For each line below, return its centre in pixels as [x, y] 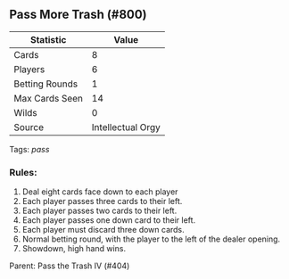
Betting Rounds [46, 84]
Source [29, 127]
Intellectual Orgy [126, 127]
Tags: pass [29, 149]
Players [29, 69]
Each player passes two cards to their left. [99, 211]
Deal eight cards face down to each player [100, 192]
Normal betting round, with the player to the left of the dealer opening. [151, 239]
